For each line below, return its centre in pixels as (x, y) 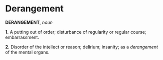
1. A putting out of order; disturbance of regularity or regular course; (76, 32)
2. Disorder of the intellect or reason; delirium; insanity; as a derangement (81, 47)
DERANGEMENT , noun (29, 22)
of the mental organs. (27, 52)
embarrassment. (22, 37)
